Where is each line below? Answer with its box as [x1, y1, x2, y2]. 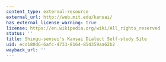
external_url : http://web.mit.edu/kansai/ [6, 14, 113, 20]
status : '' [6, 31, 33, 37]
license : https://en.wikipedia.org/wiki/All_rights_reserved [6, 25, 161, 31]
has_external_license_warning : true [6, 19, 97, 25]
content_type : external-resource [6, 8, 89, 15]
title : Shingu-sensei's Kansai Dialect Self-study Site [6, 36, 147, 42]
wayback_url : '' [6, 47, 46, 53]
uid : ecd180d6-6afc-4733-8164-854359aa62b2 [6, 42, 116, 48]
